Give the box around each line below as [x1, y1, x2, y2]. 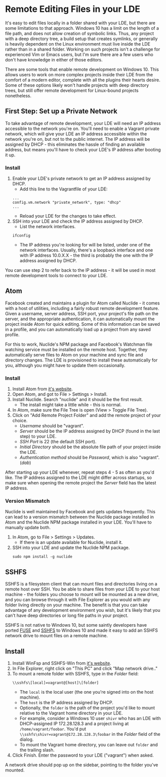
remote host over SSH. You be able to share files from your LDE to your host [5, 586, 160, 592]
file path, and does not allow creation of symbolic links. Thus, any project [5, 30, 154, 36]
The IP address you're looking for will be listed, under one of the [19, 242, 151, 248]
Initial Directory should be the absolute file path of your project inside [19, 444, 161, 450]
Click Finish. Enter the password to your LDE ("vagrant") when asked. [12, 752, 154, 758]
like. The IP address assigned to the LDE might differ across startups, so [5, 475, 152, 480]
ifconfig [12, 233, 31, 239]
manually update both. [5, 525, 51, 531]
